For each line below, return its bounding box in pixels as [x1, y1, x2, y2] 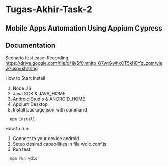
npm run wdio [10, 156, 38, 161]
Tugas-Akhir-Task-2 [5, 4, 93, 15]
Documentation [5, 41, 56, 49]
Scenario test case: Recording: [5, 54, 70, 61]
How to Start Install [5, 75, 45, 81]
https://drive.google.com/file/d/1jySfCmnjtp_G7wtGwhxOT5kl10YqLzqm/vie [5, 60, 163, 66]
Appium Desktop [12, 101, 48, 107]
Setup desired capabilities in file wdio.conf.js [12, 141, 107, 147]
